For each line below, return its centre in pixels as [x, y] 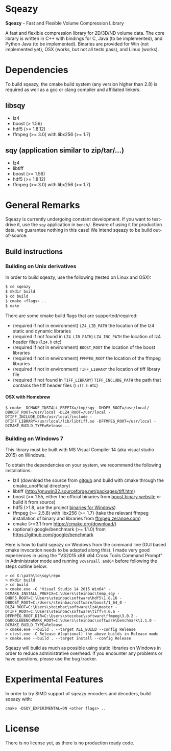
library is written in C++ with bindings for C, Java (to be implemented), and [84, 38]
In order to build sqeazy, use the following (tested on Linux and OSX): [78, 277]
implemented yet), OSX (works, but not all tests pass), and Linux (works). [82, 49]
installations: [19, 470]
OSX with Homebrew [28, 397]
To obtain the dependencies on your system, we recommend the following [83, 465]
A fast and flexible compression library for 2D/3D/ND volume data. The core [85, 33]
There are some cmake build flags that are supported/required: [71, 316]
